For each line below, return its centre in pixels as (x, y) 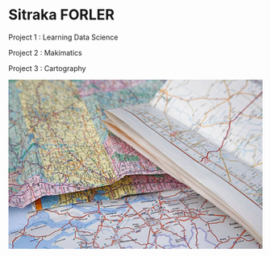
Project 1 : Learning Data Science (63, 37)
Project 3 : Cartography (47, 68)
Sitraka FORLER (62, 15)
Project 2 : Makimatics (45, 52)
